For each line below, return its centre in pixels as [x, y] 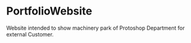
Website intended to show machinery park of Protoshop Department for [95, 28]
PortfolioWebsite [49, 11]
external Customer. [30, 34]
